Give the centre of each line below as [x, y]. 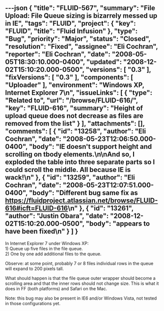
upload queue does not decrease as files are [74, 116]
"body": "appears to [118, 224]
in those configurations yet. [33, 303]
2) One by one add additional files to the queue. [53, 254]
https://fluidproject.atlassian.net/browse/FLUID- [82, 201]
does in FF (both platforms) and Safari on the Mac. [56, 288]
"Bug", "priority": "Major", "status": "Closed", [78, 39]
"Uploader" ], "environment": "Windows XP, [75, 85]
